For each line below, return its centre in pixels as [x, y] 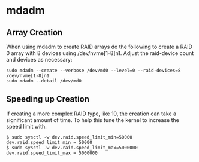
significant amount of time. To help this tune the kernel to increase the [93, 120]
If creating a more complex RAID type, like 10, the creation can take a [91, 114]
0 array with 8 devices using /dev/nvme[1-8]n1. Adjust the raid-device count [100, 53]
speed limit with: [26, 126]
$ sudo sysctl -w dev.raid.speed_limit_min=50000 [70, 137]
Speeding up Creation [48, 99]
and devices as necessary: [39, 59]
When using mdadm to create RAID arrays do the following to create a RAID [99, 47]
